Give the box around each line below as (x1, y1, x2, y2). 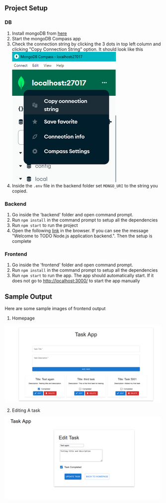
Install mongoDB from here (11, 30, 68, 36)
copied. (11, 188, 28, 194)
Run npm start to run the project (11, 222, 78, 228)
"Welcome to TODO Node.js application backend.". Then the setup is (11, 233, 153, 239)
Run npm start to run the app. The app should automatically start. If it (11, 273, 154, 279)
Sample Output (4, 292, 53, 301)
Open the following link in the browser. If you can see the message (11, 227, 149, 233)
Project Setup (4, 4, 48, 12)
